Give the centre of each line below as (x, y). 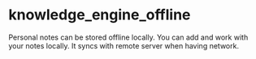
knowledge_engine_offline (100, 15)
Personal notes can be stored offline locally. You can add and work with (128, 37)
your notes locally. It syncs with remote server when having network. (124, 45)
